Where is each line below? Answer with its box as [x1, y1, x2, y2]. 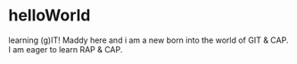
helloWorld [8, 5, 91, 26]
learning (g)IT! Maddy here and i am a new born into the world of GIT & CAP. [8, 35, 289, 45]
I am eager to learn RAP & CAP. [8, 44, 123, 54]
